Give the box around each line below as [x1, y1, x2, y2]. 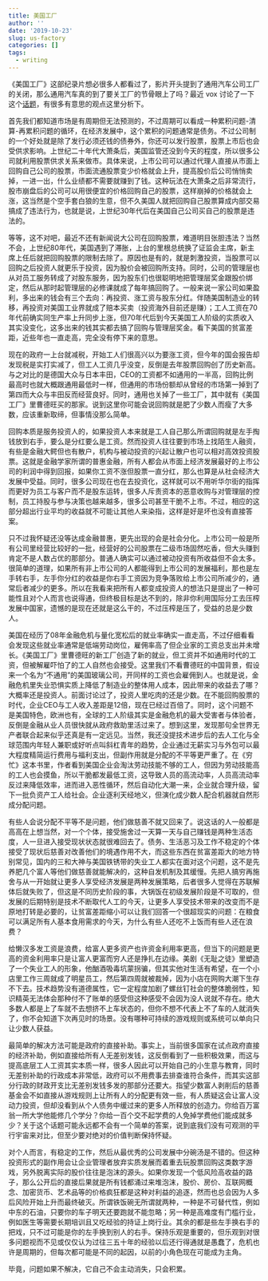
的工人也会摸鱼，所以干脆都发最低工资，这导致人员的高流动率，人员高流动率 [8, 770, 260, 779]
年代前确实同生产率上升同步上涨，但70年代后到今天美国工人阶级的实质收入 [8, 312, 254, 322]
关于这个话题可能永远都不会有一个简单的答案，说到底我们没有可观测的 [22, 1120, 253, 1130]
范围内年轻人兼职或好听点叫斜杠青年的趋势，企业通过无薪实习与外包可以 [14, 740, 253, 749]
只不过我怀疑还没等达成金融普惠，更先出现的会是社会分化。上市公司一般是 [8, 533, 253, 543]
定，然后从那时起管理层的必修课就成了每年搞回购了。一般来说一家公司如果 [8, 283, 253, 292]
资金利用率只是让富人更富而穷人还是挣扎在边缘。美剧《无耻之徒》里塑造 [22, 954, 260, 963]
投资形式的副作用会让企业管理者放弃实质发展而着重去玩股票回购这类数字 [8, 1157, 246, 1167]
